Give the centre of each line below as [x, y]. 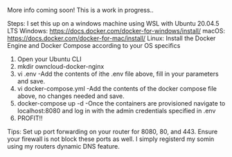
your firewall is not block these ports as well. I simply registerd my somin [111, 139]
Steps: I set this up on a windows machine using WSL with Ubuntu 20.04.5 [113, 23]
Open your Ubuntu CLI [49, 59]
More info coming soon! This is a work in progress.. [80, 10]
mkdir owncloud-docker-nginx [61, 66]
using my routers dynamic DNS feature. [63, 146]
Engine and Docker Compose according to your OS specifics [94, 46]
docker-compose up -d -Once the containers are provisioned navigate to [121, 103]
